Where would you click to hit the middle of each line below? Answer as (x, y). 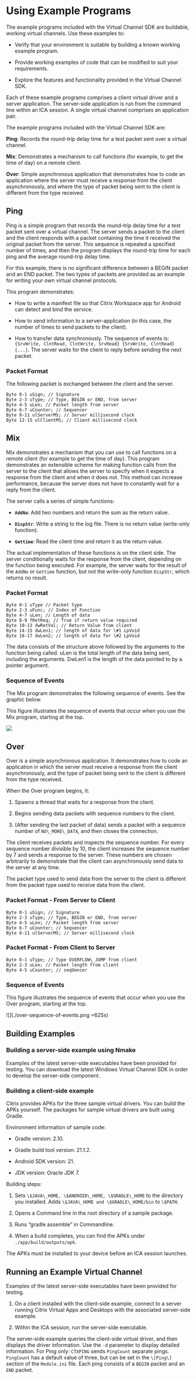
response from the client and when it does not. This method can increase (94, 477)
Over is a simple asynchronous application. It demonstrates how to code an (97, 761)
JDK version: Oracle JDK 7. (47, 1173)
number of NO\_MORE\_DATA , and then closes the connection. (86, 831)
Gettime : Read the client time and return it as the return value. (89, 541)
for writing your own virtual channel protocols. (62, 280)
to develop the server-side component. (53, 1075)
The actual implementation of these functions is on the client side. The (91, 553)
